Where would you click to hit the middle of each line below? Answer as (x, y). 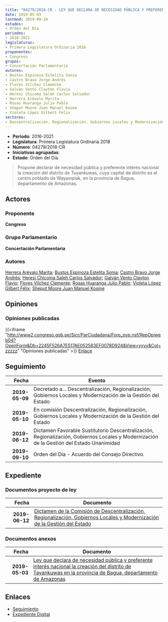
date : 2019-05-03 (23, 15)
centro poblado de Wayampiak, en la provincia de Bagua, (76, 178)
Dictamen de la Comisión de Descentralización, (89, 511)
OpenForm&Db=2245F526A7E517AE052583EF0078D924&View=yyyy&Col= (83, 345)
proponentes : (19, 52)
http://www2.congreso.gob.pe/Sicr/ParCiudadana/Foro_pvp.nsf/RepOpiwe (84, 335)
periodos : (15, 33)
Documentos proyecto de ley (41, 489)
